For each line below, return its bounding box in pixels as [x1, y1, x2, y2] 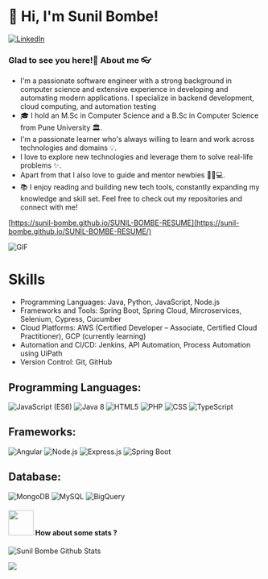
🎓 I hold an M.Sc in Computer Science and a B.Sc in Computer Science [19, 110, 259, 120]
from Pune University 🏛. [19, 123, 103, 132]
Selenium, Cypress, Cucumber [19, 314, 122, 324]
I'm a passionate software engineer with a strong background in [19, 76, 232, 85]
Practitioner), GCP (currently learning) [19, 331, 146, 341]
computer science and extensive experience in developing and [19, 85, 229, 94]
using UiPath [19, 348, 63, 358]
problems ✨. [19, 160, 62, 170]
